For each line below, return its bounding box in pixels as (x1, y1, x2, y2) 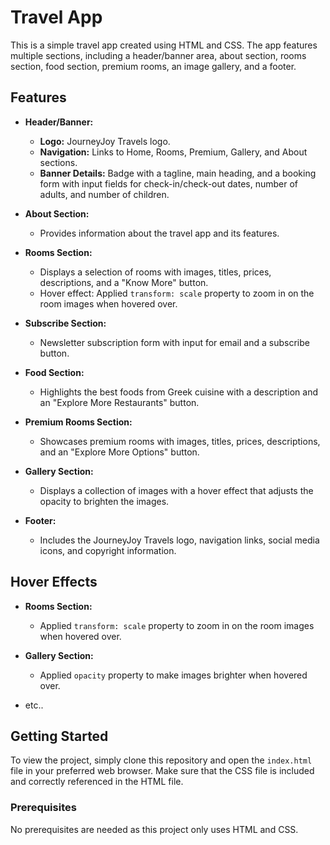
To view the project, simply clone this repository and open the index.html (10, 754, 313, 766)
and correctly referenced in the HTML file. (10, 776, 184, 788)
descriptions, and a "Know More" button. (39, 276, 209, 288)
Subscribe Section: (24, 317, 107, 329)
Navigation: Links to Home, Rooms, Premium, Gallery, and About (39, 146, 308, 158)
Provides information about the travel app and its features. (39, 227, 280, 239)
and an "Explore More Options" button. (39, 446, 200, 458)
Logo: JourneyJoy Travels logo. (39, 135, 171, 147)
